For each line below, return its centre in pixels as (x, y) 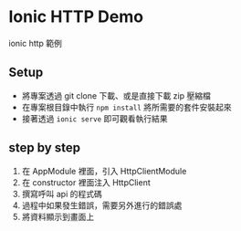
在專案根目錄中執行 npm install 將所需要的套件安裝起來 (126, 107)
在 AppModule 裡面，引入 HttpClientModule (104, 171)
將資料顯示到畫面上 (58, 216)
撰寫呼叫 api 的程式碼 (62, 194)
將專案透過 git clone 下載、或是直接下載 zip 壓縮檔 (116, 95)
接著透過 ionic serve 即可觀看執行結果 (94, 118)
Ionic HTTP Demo (76, 17)
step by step (45, 148)
